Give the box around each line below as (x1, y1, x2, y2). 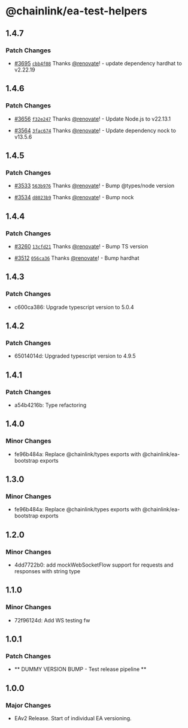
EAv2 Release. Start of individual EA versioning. (14, 715, 132, 722)
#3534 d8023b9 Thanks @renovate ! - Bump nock (14, 194, 134, 201)
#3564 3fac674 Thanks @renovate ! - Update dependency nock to (14, 127, 176, 134)
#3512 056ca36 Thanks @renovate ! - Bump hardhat (14, 254, 140, 262)
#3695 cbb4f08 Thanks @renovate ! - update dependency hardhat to (14, 59, 182, 67)
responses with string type (14, 568, 81, 575)
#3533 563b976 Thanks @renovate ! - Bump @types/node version (14, 182, 175, 190)
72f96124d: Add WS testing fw (14, 616, 90, 624)
